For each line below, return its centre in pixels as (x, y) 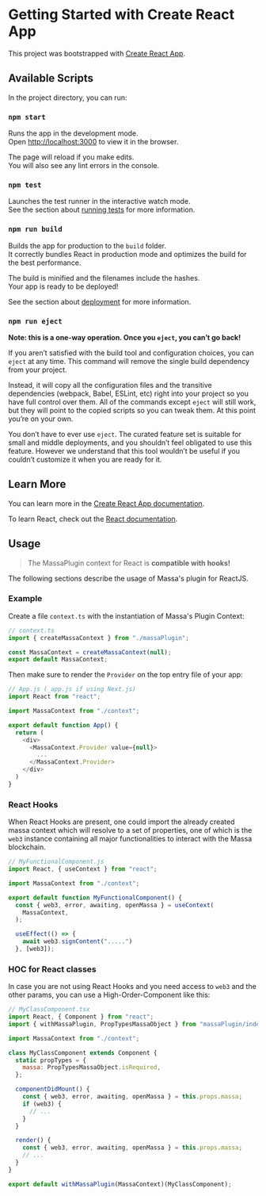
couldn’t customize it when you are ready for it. (85, 459)
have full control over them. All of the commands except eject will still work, (132, 401)
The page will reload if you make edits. (71, 157)
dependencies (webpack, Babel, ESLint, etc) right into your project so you (129, 393)
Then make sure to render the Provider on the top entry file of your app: (125, 675)
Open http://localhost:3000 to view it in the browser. (93, 142)
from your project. (38, 370)
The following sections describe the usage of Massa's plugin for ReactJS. (128, 578)
